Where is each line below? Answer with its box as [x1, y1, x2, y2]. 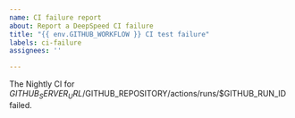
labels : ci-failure [9, 38, 82, 47]
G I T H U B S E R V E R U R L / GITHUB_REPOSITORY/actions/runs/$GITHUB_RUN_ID [9, 88, 287, 101]
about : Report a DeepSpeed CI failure [9, 21, 154, 30]
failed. [9, 99, 33, 110]
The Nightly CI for [9, 79, 75, 89]
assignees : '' [9, 46, 63, 55]
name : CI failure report [9, 13, 102, 22]
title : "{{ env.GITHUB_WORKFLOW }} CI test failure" [9, 29, 210, 38]
